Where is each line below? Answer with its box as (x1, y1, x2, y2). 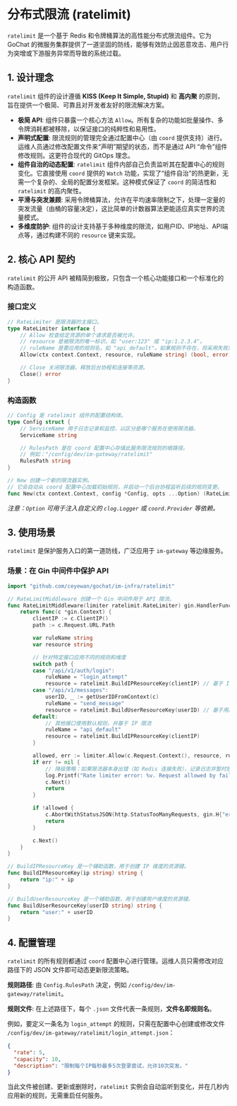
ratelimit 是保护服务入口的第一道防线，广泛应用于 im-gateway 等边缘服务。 (7, 547, 227, 555)
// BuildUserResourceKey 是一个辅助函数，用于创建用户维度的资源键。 (7, 895, 194, 903)
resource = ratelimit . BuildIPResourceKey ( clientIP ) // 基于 (44, 680, 224, 688)
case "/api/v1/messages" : (32, 687, 109, 694)
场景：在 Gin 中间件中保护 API (7, 566, 109, 576)
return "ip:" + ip (20, 876, 74, 884)
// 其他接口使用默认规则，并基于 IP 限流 (44, 719, 152, 726)
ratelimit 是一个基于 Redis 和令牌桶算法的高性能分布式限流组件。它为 (7, 31, 212, 40)
